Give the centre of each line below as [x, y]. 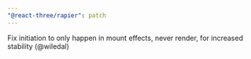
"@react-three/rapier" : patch [57, 15]
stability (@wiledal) [39, 46]
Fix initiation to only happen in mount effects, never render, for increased [125, 38]
